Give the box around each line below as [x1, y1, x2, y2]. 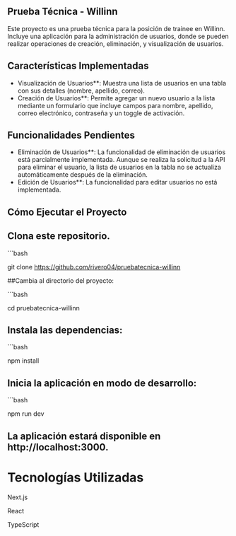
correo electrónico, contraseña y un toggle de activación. [17, 109, 185, 117]
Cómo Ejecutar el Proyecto [7, 206, 127, 218]
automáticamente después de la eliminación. [17, 170, 148, 179]
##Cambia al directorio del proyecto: [7, 276, 114, 285]
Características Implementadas [7, 60, 149, 72]
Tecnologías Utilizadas [7, 470, 144, 485]
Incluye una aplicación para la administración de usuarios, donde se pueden [7, 32, 230, 40]
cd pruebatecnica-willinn [7, 303, 80, 312]
